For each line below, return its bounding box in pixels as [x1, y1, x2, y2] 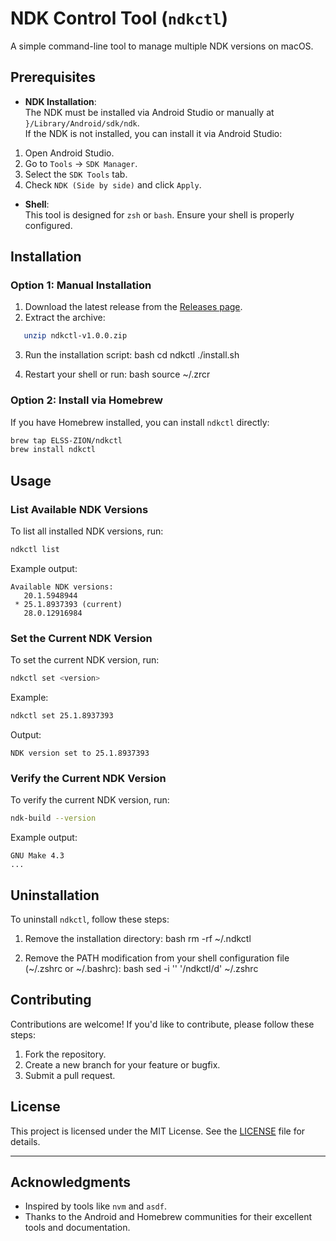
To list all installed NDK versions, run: [10, 525, 164, 537]
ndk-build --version [10, 813, 97, 824]
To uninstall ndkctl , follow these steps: [10, 913, 170, 925]
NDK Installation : [24, 95, 97, 107]
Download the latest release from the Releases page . [24, 301, 243, 313]
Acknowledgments [10, 1173, 132, 1191]
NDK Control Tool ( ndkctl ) [10, 7, 229, 30]
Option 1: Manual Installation [10, 278, 152, 292]
